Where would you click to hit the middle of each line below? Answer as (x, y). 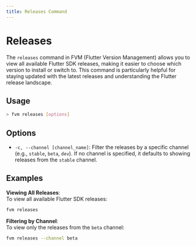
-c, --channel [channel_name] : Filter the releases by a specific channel (102, 147)
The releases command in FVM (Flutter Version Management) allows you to (98, 57)
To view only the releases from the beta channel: (65, 227)
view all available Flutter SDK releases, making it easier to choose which (94, 63)
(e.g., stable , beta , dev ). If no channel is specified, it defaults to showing (102, 154)
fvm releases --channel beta (42, 238)
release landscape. (29, 82)
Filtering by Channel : (32, 221)
